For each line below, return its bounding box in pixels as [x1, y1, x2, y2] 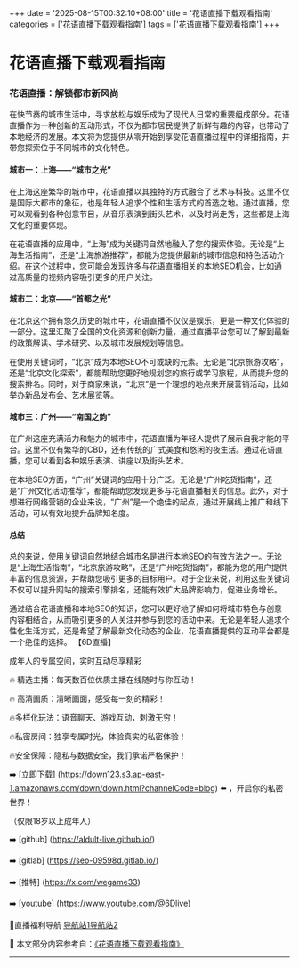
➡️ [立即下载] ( [9, 769, 61, 780]
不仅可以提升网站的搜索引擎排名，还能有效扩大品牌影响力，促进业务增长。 [9, 584, 282, 595]
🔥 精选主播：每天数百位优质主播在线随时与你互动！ [9, 674, 198, 685]
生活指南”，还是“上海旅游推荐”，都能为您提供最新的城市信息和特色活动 [16, 249, 278, 260]
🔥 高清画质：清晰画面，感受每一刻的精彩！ [9, 693, 166, 705]
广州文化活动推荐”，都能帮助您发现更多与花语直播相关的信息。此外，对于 [20, 486, 289, 496]
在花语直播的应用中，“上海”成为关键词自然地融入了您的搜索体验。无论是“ [9, 238, 278, 249]
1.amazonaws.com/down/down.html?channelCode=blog [9, 783, 215, 794]
